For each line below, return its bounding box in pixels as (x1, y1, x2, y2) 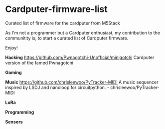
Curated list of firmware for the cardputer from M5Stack (5, 20, 121, 26)
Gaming (5, 69, 22, 75)
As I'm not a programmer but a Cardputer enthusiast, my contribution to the (5, 29, 161, 35)
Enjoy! (5, 44, 18, 50)
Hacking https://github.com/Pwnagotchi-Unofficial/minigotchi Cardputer (5, 54, 155, 60)
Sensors (5, 118, 23, 124)
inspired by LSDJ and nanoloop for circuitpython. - (5, 84, 110, 90)
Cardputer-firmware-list (5, 3, 108, 15)
